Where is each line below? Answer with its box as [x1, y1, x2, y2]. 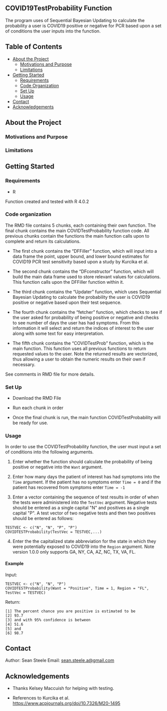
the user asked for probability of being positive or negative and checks [12, 314, 159, 320]
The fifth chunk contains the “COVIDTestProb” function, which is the [12, 340, 154, 346]
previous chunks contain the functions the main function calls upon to [5, 233, 149, 239]
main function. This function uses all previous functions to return [12, 345, 146, 351]
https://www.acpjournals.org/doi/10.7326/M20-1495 [12, 700, 120, 706]
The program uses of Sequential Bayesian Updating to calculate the [5, 17, 145, 23]
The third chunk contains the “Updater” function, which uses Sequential [12, 288, 161, 295]
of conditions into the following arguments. [5, 449, 94, 455]
